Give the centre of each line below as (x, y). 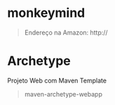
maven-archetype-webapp (63, 94)
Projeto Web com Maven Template (57, 80)
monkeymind (46, 13)
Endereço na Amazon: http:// (66, 32)
